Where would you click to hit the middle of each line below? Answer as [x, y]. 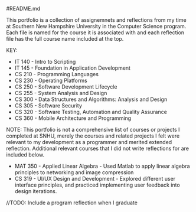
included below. [25, 155]
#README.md [23, 9]
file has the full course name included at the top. [65, 39]
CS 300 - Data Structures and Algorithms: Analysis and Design [91, 99]
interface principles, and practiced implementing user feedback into [97, 185]
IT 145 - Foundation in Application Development [73, 68]
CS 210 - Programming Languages [57, 74]
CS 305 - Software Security [48, 105]
